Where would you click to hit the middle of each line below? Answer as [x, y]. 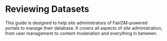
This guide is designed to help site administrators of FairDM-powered [77, 23]
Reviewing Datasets [47, 9]
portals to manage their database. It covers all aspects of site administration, [84, 28]
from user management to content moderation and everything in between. [81, 33]
